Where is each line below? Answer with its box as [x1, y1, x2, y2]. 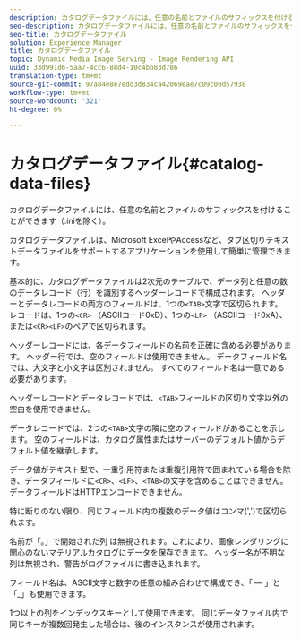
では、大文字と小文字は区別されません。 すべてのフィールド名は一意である [9, 362, 285, 373]
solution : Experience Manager [9, 38, 123, 47]
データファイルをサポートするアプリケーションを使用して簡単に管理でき [16, 246, 284, 256]
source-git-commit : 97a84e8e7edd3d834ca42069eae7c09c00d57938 [9, 80, 246, 89]
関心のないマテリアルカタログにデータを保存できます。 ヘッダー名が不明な [9, 547, 285, 558]
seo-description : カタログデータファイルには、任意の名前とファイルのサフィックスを [9, 22, 291, 30]
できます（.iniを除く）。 [24, 216, 111, 227]
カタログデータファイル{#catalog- [9, 154, 264, 175]
